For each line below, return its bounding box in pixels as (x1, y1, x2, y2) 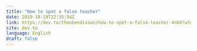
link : (6, 19, 19, 25)
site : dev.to (6, 25, 38, 31)
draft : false (6, 36, 38, 42)
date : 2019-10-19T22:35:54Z (6, 14, 75, 20)
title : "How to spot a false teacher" (6, 8, 101, 15)
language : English (6, 30, 51, 36)
